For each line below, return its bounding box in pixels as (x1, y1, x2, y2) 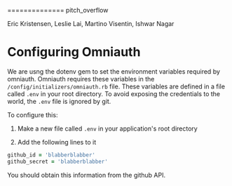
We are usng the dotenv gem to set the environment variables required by (7, 67, 221, 76)
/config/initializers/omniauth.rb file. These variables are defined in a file (7, 82, 226, 91)
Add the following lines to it (17, 138, 97, 146)
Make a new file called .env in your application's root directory (17, 124, 198, 133)
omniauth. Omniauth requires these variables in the (7, 74, 155, 83)
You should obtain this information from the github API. (7, 171, 166, 179)
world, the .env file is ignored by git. (7, 97, 111, 105)
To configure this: (7, 110, 58, 119)
